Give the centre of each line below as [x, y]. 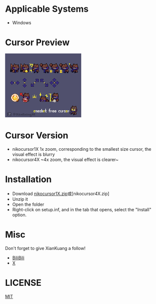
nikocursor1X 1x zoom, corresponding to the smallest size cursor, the [82, 149]
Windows [22, 23]
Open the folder [28, 204]
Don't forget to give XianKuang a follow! [45, 248]
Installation [28, 179]
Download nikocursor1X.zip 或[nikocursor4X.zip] [61, 193]
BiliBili [18, 258]
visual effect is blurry [33, 154]
